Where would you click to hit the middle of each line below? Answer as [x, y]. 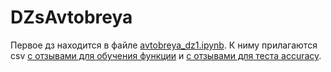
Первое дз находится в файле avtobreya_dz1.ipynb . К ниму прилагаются [164, 45]
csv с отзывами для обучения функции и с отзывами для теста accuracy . [166, 55]
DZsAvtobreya [71, 17]
